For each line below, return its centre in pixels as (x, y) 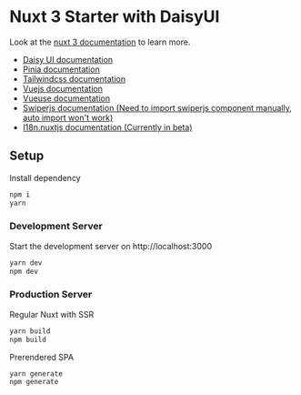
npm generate (34, 382)
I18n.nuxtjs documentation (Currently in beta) (107, 127)
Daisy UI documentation (68, 59)
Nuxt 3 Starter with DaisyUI (115, 17)
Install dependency (45, 177)
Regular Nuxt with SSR (52, 314)
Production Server (51, 295)
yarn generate (36, 374)
